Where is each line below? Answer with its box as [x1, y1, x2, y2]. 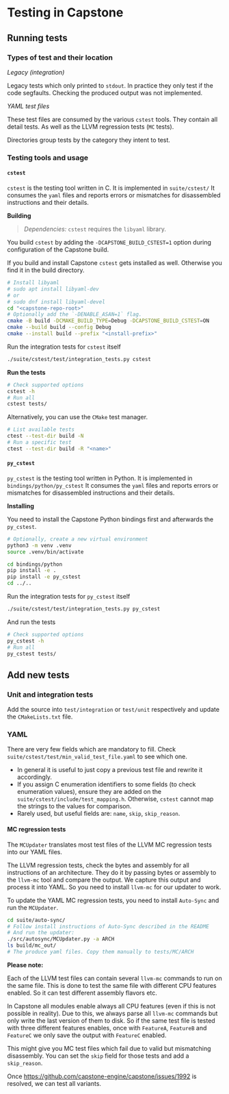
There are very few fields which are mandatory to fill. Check [7, 745, 176, 754]
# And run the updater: [7, 930, 75, 936]
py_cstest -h [7, 637, 44, 645]
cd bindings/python [7, 560, 63, 568]
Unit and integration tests [7, 690, 94, 699]
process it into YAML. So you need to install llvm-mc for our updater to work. [7, 882, 221, 891]
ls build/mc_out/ [7, 942, 57, 949]
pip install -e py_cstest [7, 573, 81, 580]
